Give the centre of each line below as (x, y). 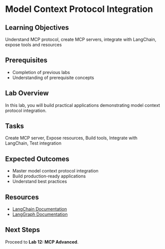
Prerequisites (26, 60)
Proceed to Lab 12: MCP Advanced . (42, 242)
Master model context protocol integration (55, 171)
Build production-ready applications (49, 176)
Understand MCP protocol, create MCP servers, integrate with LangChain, (81, 39)
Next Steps (23, 230)
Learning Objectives (37, 28)
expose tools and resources (33, 45)
